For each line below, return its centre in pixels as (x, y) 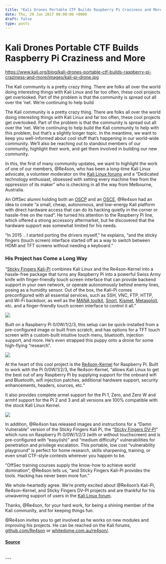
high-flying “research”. (28, 345)
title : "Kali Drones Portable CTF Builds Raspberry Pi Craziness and (78, 10)
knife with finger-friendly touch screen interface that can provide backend (81, 280)
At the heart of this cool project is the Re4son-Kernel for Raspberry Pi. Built (82, 364)
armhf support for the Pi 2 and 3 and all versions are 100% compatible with (82, 400)
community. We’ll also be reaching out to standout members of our (73, 144)
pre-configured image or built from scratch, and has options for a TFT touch (83, 330)
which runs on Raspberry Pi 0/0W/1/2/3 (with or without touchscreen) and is (83, 435)
